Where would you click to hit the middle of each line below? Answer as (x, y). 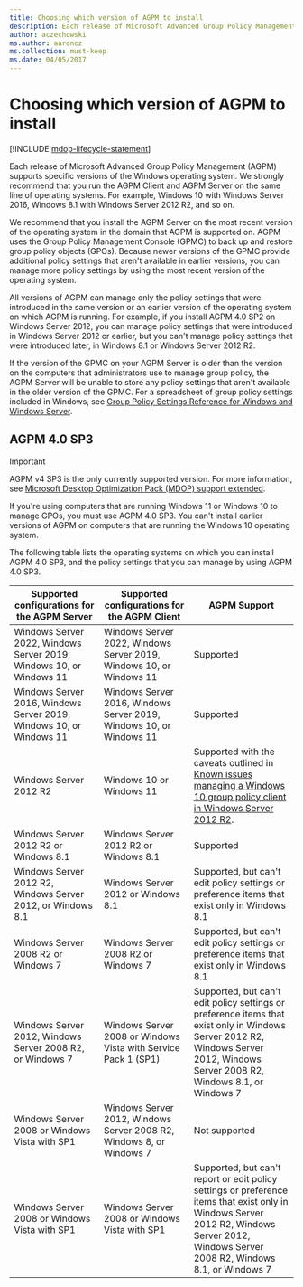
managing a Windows (239, 785)
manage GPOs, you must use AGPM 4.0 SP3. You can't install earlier (136, 516)
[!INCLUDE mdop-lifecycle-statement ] (80, 148)
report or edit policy (235, 1178)
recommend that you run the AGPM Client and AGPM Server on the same (145, 185)
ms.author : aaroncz (46, 43)
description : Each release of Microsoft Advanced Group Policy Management (153, 26)
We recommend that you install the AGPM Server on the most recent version (151, 222)
